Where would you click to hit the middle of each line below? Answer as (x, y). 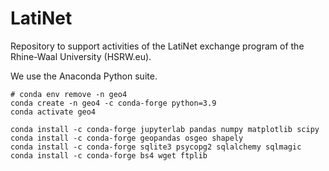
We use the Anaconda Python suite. (84, 76)
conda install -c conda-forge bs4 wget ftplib (109, 155)
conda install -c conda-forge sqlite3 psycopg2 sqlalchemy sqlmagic (156, 147)
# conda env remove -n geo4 (69, 94)
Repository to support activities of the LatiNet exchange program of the (157, 46)
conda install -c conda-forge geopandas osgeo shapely (127, 138)
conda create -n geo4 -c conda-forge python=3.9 (113, 103)
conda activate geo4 (53, 112)
